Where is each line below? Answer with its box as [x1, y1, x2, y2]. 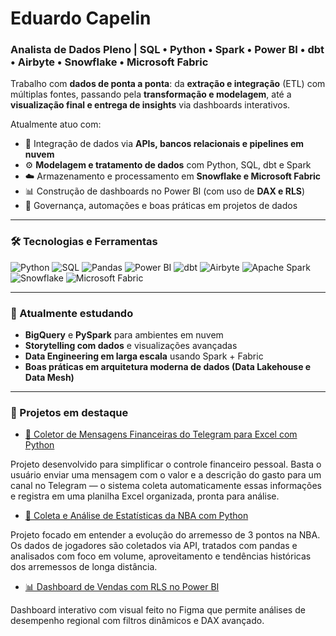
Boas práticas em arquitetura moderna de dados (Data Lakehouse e [24, 361, 312, 373]
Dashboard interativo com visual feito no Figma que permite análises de [10, 604, 306, 616]
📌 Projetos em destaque [10, 406, 129, 419]
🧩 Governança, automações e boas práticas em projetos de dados [24, 200, 298, 212]
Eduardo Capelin [10, 7, 152, 30]
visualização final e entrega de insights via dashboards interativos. [10, 99, 291, 111]
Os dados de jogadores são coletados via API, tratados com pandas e [10, 540, 298, 552]
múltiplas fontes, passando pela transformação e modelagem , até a [10, 88, 292, 101]
